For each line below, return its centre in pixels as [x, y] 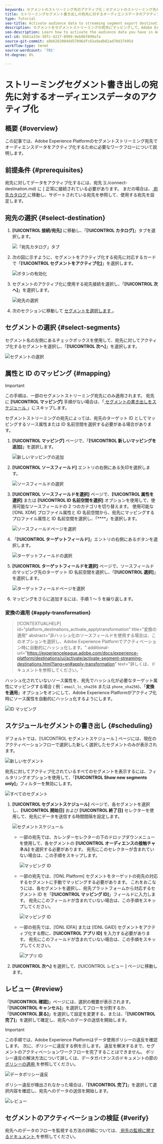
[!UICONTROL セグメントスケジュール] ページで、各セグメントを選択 [81, 804]
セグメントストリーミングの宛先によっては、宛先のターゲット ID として [76, 418]
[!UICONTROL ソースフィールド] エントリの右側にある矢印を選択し [79, 467]
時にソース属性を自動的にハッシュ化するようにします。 [60, 699]
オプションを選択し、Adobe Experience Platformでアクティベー [84, 641]
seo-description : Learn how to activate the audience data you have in [79, 32]
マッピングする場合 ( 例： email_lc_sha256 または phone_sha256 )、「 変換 [84, 686]
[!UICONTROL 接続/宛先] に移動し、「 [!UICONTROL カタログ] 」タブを [81, 230]
